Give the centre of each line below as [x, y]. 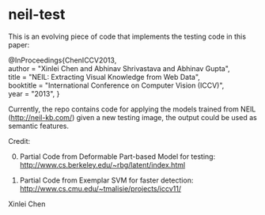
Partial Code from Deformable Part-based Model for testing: [117, 157]
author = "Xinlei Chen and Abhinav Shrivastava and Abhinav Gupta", [119, 68]
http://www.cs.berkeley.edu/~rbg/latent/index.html [102, 164]
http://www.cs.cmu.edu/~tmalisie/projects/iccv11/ [100, 188]
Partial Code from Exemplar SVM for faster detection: [106, 180]
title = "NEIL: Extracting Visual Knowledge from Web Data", [104, 77]
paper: [19, 44]
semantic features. [39, 126]
